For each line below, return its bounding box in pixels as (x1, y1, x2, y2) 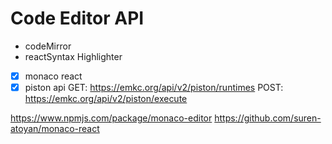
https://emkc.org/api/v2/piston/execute (24, 93, 188, 105)
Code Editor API (10, 7, 145, 30)
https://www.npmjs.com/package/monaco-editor (10, 112, 213, 124)
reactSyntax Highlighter (24, 50, 123, 62)
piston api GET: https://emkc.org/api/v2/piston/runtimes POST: (24, 82, 284, 93)
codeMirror (24, 40, 72, 52)
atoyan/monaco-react (10, 123, 100, 135)
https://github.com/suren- (214, 112, 322, 124)
